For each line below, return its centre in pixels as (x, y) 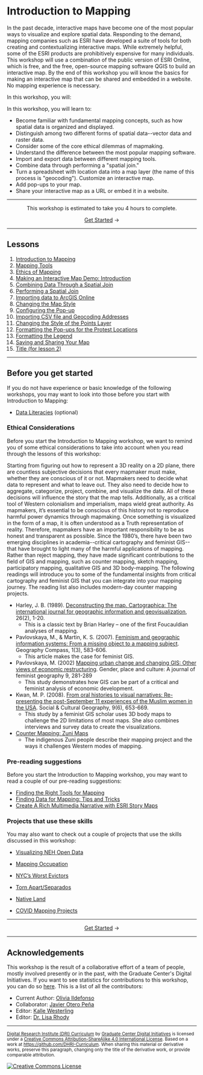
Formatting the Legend (44, 336)
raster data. (30, 139)
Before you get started (50, 373)
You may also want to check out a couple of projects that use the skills (94, 834)
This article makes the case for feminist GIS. (79, 656)
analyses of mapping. (51, 630)
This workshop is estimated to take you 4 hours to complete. (102, 208)
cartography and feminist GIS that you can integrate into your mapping (95, 580)
